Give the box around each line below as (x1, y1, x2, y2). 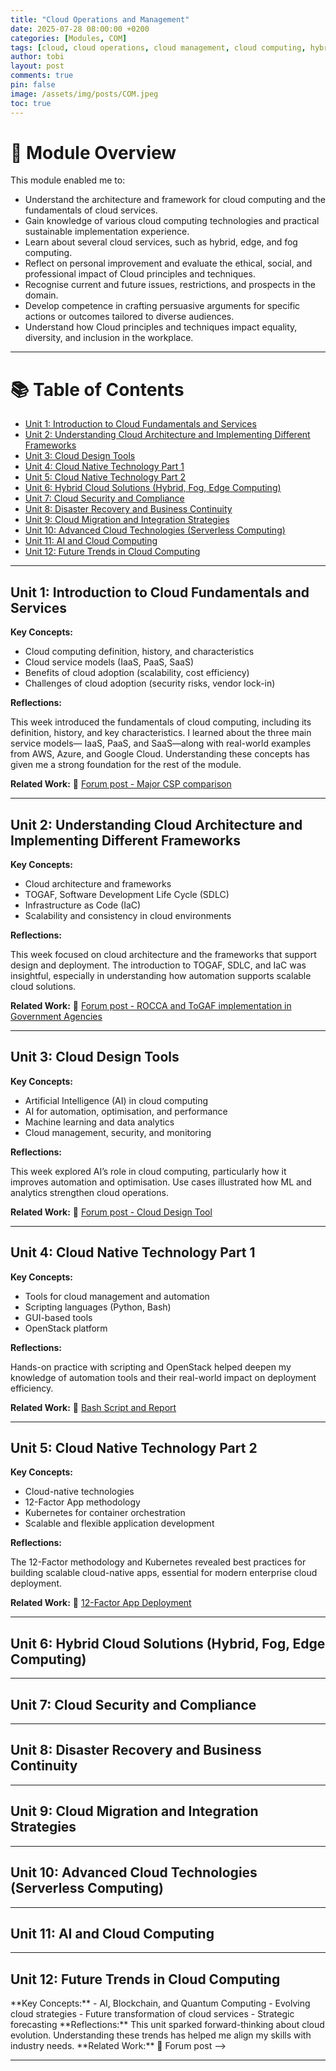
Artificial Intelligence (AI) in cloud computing (24, 1094, 209, 1106)
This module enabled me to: (10, 174, 126, 186)
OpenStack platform (24, 1322, 108, 1334)
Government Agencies (10, 1011, 103, 1022)
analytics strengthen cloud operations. (10, 1186, 169, 1198)
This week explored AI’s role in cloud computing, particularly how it (10, 1165, 287, 1177)
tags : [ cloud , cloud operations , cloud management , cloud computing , (10, 42, 307, 53)
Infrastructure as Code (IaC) (24, 899, 142, 911)
